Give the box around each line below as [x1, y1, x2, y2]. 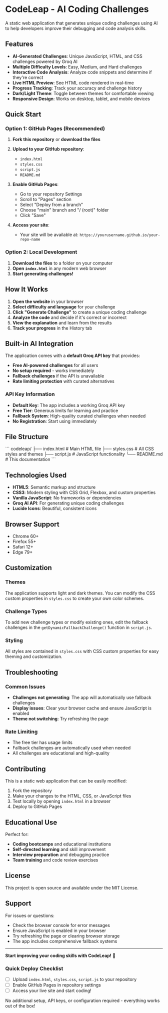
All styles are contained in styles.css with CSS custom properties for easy [5, 648, 159, 654]
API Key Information [5, 391, 55, 398]
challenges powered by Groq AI [12, 58, 77, 64]
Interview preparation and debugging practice [12, 851, 109, 857]
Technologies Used [5, 471, 66, 479]
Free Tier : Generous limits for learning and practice [12, 407, 118, 413]
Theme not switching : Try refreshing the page [12, 716, 109, 722]
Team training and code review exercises [12, 856, 98, 863]
